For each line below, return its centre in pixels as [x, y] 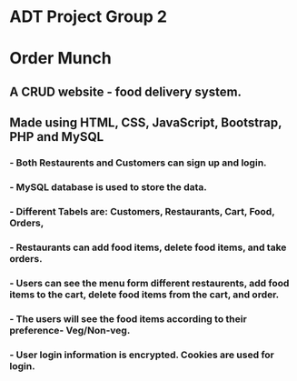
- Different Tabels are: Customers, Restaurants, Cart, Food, [142, 211]
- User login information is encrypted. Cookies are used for [142, 355]
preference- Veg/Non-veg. [70, 330]
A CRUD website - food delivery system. [126, 91]
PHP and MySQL [57, 137]
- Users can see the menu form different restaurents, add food [149, 283]
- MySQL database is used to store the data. [108, 187]
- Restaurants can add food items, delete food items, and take [148, 247]
